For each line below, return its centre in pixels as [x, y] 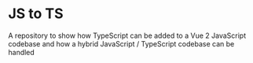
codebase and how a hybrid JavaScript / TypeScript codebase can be [121, 43]
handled [22, 52]
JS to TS [36, 14]
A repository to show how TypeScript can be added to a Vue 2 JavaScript [127, 35]
